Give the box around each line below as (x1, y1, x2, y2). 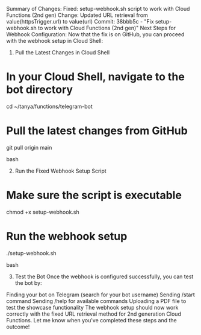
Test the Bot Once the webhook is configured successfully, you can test (14, 273, 194, 280)
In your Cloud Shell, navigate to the (6, 70, 185, 84)
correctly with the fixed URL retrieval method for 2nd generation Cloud (6, 310, 182, 317)
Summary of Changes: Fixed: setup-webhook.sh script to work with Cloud (6, 5, 190, 12)
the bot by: (14, 279, 42, 286)
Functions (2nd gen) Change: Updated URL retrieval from (6, 11, 149, 19)
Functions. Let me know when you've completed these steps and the (6, 316, 178, 324)
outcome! (6, 323, 30, 330)
